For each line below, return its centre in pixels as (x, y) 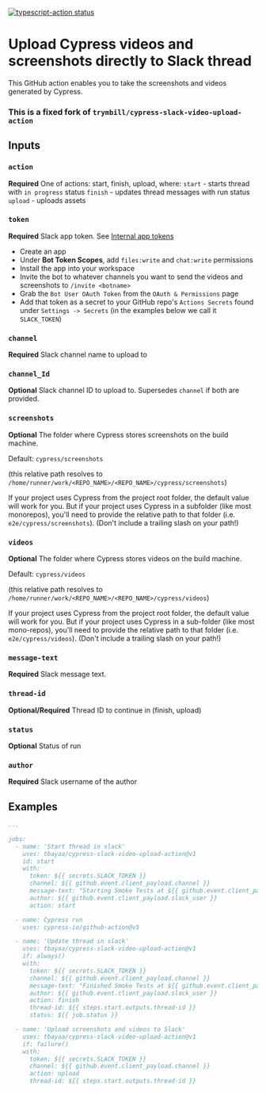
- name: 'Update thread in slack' (72, 942)
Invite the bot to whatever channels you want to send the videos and (131, 277)
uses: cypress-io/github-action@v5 (81, 927)
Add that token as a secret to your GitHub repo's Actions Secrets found (137, 302)
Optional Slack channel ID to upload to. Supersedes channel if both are (124, 390)
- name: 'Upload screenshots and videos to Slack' (101, 1030)
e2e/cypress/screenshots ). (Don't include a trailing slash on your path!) (123, 522)
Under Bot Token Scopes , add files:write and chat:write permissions (136, 260)
